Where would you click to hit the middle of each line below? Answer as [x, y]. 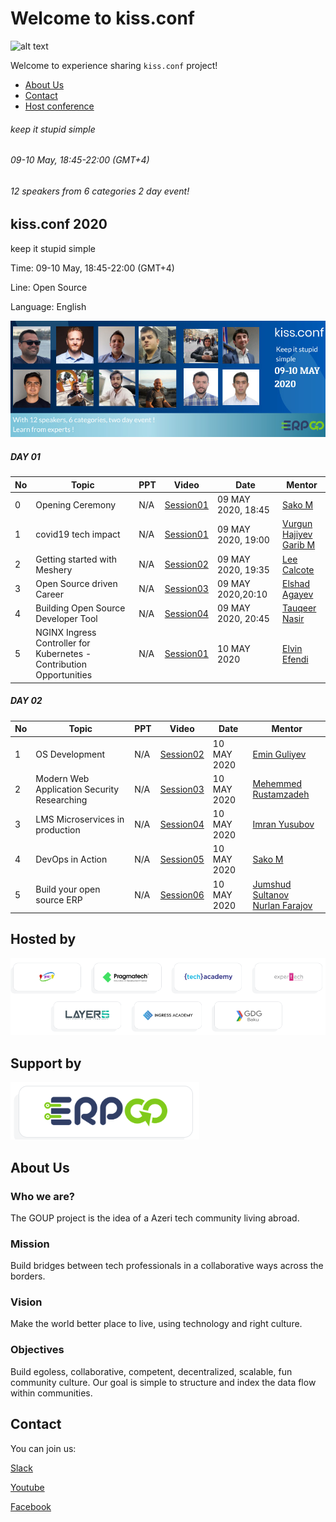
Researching [61, 799]
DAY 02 [26, 701]
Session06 [182, 894]
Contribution [61, 664]
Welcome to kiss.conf [102, 18]
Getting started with [76, 559]
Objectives [37, 1350]
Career [49, 594]
